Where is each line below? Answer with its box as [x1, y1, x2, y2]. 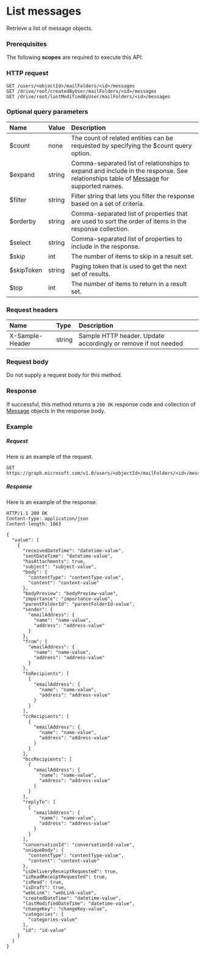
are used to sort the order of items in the [71, 217, 187, 225]
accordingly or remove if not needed [78, 339, 183, 348]
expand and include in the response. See [71, 166, 188, 175]
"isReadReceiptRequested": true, [22, 874, 108, 880]
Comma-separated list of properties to [71, 234, 182, 243]
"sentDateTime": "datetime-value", [22, 553, 113, 559]
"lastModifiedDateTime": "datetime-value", [22, 900, 135, 907]
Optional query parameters [6, 108, 88, 116]
